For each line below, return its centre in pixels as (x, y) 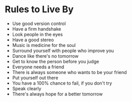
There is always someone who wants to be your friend (70, 72)
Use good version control (39, 23)
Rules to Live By (39, 9)
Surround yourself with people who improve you (63, 50)
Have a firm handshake (37, 29)
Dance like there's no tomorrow (45, 56)
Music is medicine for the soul (44, 45)
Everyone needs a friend (38, 67)
